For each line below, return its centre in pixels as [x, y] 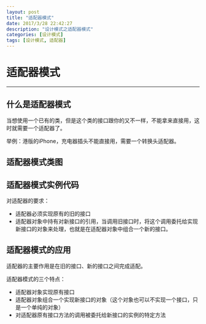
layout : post [23, 12]
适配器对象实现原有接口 [45, 292]
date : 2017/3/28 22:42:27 [39, 23]
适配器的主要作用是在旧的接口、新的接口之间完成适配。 [76, 266]
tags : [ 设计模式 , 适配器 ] [36, 40]
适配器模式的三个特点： [36, 279]
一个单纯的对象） [42, 307]
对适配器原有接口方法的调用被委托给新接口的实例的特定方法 [90, 315]
